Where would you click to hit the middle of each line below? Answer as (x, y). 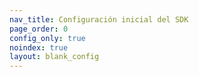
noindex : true (39, 47)
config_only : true (47, 38)
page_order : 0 (39, 29)
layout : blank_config (54, 57)
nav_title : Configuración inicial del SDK (99, 19)
